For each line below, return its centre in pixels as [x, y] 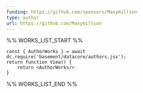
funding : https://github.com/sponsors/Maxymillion [72, 12]
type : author [23, 18]
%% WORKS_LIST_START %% [45, 41]
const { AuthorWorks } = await [46, 52]
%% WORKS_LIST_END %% [42, 84]
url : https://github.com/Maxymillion [54, 23]
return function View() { [39, 62]
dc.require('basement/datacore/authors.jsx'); [66, 57]
